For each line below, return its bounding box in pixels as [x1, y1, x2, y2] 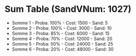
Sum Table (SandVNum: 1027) [4, 3, 132, 15]
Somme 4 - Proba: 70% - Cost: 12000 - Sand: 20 [11, 36, 113, 42]
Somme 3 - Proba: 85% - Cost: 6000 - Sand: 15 [11, 30, 110, 36]
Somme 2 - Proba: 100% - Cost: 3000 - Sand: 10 [11, 25, 112, 31]
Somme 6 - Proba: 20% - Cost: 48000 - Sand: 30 [11, 46, 114, 52]
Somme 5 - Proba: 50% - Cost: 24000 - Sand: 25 [11, 41, 113, 47]
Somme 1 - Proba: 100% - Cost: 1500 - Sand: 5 [11, 20, 108, 26]
